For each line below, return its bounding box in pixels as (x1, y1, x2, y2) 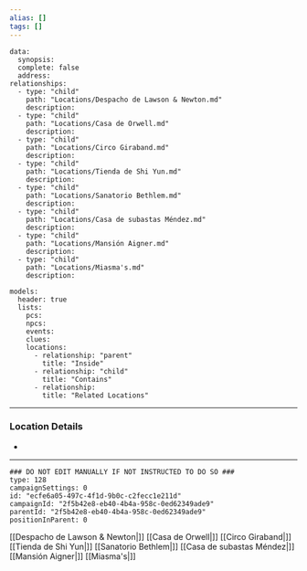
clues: (26, 334, 51, 344)
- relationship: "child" (33, 366, 129, 375)
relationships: (9, 79, 68, 88)
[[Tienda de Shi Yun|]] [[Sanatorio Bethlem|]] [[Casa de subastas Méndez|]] (9, 541, 295, 552)
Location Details (9, 420, 84, 433)
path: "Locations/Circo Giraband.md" (26, 143, 170, 152)
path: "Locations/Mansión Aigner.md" (26, 238, 170, 248)
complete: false (17, 63, 79, 72)
